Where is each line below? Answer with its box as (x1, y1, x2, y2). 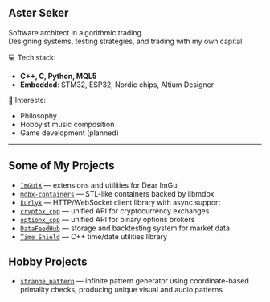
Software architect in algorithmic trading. (8, 27, 144, 37)
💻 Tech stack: (8, 52, 56, 62)
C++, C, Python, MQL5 (19, 71, 97, 81)
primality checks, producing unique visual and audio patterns (19, 285, 223, 295)
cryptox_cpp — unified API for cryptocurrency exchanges (19, 205, 210, 216)
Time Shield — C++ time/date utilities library (19, 231, 167, 241)
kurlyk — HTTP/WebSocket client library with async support (19, 197, 221, 207)
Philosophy (19, 110, 58, 120)
